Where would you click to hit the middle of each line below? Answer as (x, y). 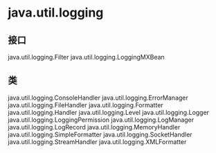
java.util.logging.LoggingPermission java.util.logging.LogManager (101, 120)
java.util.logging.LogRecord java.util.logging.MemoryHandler (94, 127)
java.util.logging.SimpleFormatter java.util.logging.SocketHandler (100, 134)
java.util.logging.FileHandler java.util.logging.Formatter (85, 105)
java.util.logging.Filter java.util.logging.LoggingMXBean (86, 57)
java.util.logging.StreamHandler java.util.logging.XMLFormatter (97, 142)
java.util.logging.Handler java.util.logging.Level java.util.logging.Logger (109, 112)
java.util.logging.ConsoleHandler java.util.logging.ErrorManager (98, 98)
